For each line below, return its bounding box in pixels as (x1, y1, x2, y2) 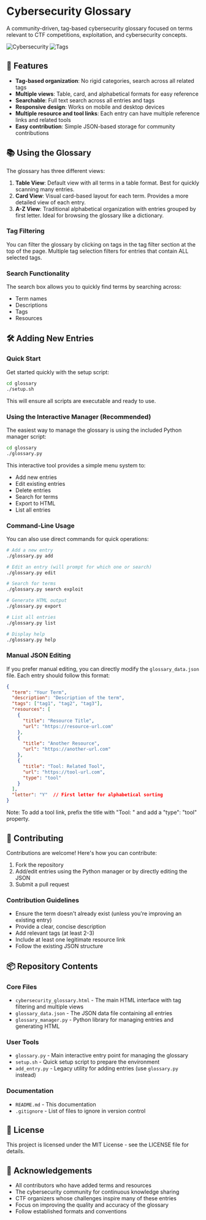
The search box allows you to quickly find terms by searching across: (6, 283, 182, 291)
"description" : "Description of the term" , (12, 695, 124, 701)
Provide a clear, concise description (15, 923, 106, 930)
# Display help (6, 631, 45, 637)
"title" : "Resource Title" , (22, 718, 95, 724)
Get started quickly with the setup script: (6, 368, 109, 375)
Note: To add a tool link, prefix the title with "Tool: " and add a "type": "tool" (6, 808, 197, 816)
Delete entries (15, 486, 51, 494)
